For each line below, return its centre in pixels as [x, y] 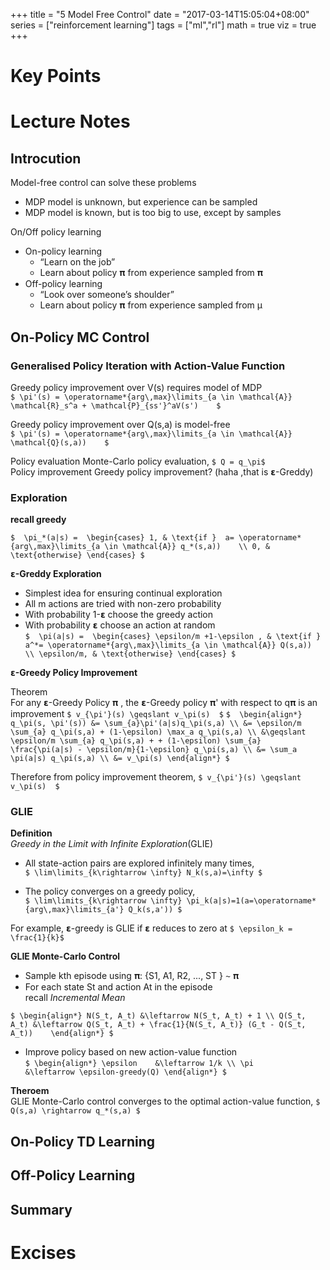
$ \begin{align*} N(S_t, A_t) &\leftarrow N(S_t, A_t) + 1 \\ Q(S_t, [158, 1016]
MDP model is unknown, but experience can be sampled [141, 202]
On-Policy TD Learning [83, 1141]
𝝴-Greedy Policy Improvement [74, 673]
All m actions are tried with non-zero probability [123, 604]
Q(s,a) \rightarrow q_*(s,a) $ [75, 1111]
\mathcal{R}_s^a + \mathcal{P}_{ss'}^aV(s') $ [116, 405]
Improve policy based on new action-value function [131, 1052]
